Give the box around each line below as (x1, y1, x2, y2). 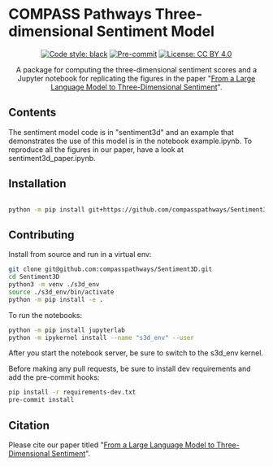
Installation (8, 176, 67, 191)
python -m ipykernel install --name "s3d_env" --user (8, 333, 195, 342)
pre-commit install (8, 396, 75, 404)
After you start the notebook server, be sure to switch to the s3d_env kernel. (8, 348, 264, 358)
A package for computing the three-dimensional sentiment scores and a (15, 64, 258, 74)
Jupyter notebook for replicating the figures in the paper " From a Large (17, 73, 256, 83)
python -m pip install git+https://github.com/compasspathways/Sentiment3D (8, 205, 271, 214)
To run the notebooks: (8, 310, 83, 320)
